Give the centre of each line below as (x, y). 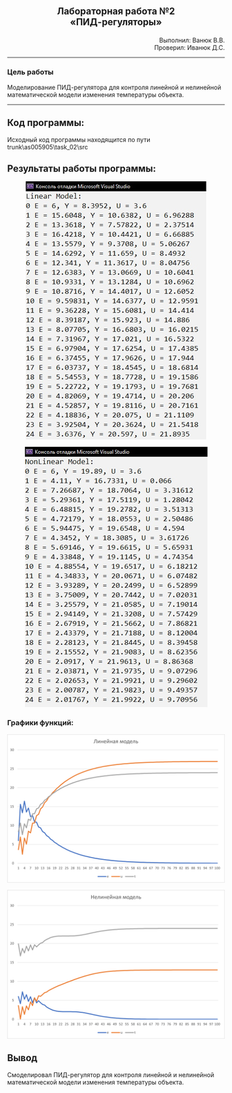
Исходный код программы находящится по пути (79, 139)
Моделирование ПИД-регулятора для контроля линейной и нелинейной (114, 87)
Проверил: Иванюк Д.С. (190, 48)
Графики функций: (40, 723)
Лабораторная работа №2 (116, 11)
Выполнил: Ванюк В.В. (192, 40)
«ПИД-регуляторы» (116, 22)
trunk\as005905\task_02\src (48, 147)
